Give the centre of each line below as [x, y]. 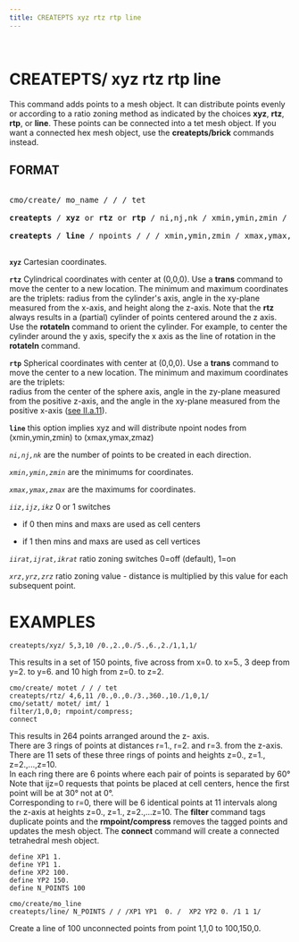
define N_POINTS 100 [48, 888]
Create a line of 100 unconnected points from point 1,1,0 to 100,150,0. [135, 929]
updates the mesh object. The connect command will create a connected [144, 831]
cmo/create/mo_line [46, 904]
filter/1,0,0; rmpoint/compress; [71, 712]
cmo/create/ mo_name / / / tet [78, 200]
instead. [24, 142]
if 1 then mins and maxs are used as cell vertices [111, 541]
